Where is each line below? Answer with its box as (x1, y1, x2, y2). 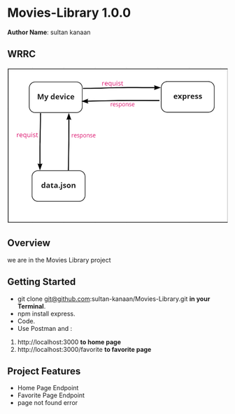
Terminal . (17, 302, 46, 310)
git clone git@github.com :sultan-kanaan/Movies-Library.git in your (17, 295, 211, 303)
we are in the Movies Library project (7, 256, 111, 264)
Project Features (7, 365, 81, 377)
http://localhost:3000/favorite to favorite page (17, 345, 152, 353)
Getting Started (7, 276, 76, 288)
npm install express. (17, 309, 76, 318)
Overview (7, 237, 51, 249)
